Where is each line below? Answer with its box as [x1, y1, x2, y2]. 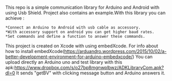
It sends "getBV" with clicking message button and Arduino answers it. [16, 70, 165, 76]
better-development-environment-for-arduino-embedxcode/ [5, 53, 133, 60]
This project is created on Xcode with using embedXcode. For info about [5, 43, 159, 49]
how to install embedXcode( [5, 48, 64, 54]
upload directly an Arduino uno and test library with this [5, 59, 122, 65]
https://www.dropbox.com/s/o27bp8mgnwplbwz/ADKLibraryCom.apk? [14, 65, 164, 70]
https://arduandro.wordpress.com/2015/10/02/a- [64, 48, 167, 54]
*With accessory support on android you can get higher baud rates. [5, 30, 155, 35]
